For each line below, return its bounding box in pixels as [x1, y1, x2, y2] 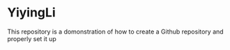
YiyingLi [7, 5, 56, 21]
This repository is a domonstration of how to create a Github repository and [7, 27, 224, 36]
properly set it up [7, 34, 57, 42]
